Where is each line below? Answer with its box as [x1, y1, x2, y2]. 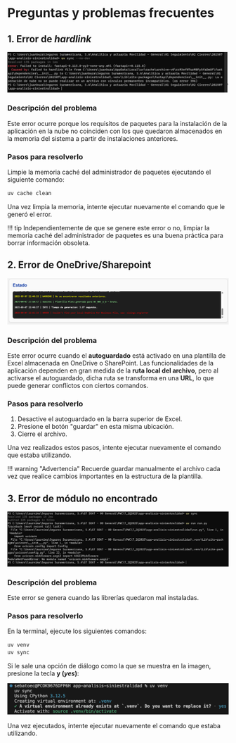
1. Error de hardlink [7, 33, 92, 45]
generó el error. [7, 210, 53, 219]
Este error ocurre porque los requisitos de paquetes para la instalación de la [7, 119, 228, 127]
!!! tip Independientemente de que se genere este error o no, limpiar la [7, 224, 210, 232]
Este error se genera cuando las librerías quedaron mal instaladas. [7, 593, 199, 601]
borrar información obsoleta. [7, 239, 91, 247]
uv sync [7, 649, 30, 656]
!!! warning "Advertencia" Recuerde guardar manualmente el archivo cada [7, 465, 221, 473]
